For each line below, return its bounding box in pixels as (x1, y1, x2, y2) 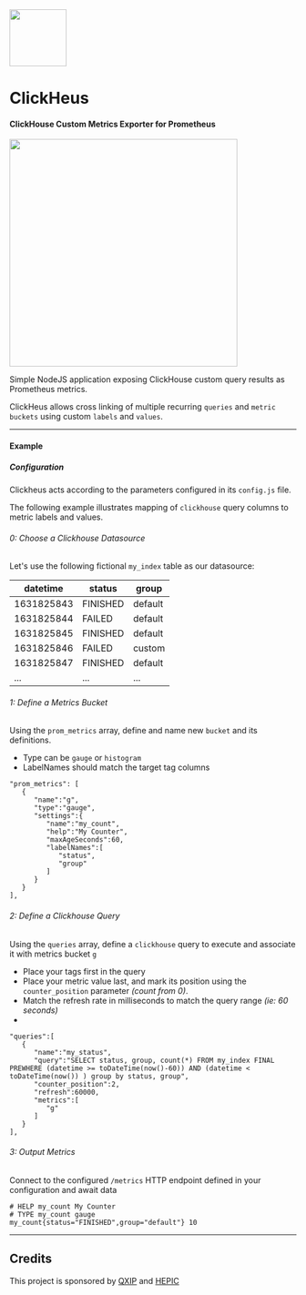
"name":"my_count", (46, 819, 120, 829)
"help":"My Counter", (46, 827, 128, 836)
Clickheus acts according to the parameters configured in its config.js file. (9, 484, 291, 495)
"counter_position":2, (33, 1079, 120, 1088)
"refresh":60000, (33, 1088, 100, 1097)
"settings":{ (33, 812, 84, 821)
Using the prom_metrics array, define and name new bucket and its (9, 725, 258, 736)
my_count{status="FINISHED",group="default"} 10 (9, 1218, 198, 1227)
